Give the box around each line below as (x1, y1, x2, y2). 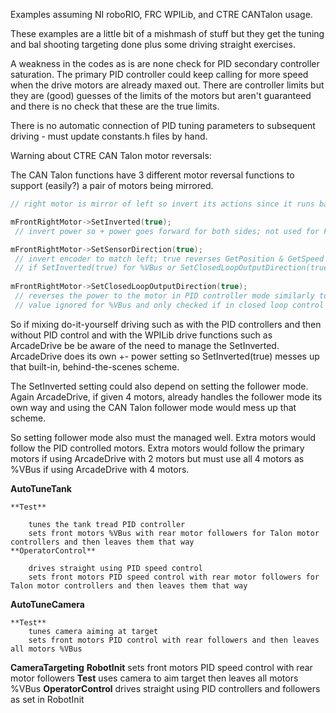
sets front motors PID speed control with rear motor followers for (28, 572, 320, 582)
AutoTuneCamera (10, 598, 85, 610)
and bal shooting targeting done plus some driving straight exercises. (10, 39, 296, 50)
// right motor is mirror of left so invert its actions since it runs (10, 199, 315, 209)
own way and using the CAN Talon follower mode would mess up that (10, 401, 297, 413)
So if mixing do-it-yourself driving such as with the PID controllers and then (10, 318, 322, 330)
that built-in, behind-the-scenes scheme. (10, 360, 180, 373)
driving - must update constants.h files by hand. (10, 130, 208, 142)
